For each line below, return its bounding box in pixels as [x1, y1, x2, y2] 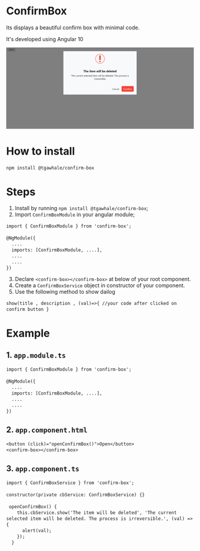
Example [6, 327, 50, 340]
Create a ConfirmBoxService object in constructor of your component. [14, 282, 186, 289]
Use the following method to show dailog [14, 288, 115, 295]
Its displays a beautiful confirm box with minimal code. [6, 24, 140, 31]
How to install [6, 144, 76, 158]
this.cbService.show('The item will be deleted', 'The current [17, 509, 177, 516]
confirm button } [6, 306, 49, 313]
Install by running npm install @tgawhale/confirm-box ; [14, 205, 149, 212]
